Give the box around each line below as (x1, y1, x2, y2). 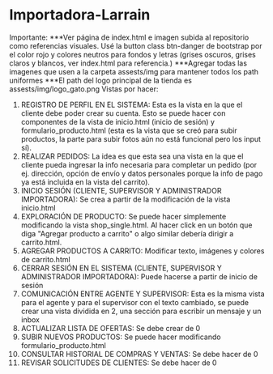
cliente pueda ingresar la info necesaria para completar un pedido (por (20, 159, 258, 169)
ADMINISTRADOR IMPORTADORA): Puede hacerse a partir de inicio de (20, 271, 258, 281)
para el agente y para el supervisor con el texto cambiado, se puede (20, 297, 250, 307)
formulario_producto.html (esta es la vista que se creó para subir (20, 125, 237, 135)
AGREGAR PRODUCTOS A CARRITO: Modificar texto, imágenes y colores (20, 245, 265, 256)
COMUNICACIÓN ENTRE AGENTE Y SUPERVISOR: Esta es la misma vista (20, 289, 266, 299)
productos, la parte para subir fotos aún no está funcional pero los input (20, 134, 262, 143)
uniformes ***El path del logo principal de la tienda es (9, 75, 193, 85)
